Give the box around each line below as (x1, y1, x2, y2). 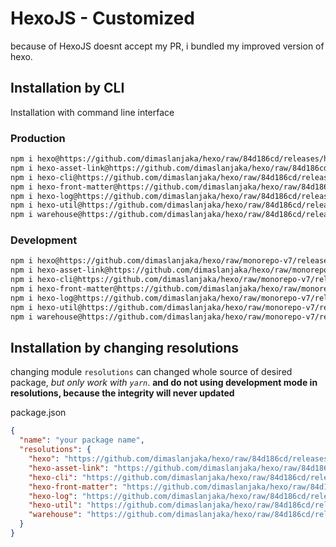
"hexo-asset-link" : (28, 463, 110, 473)
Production (10, 131, 66, 145)
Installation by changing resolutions (10, 339, 240, 356)
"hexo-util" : (28, 500, 83, 511)
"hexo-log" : (28, 491, 78, 501)
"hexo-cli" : (28, 472, 78, 482)
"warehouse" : (28, 510, 83, 520)
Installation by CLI (10, 80, 125, 97)
